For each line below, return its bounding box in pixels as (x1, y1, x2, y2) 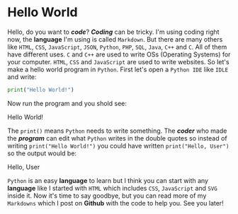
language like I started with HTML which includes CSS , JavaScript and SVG (7, 184, 218, 192)
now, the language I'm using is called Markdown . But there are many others (7, 35, 223, 43)
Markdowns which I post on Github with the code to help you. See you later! (7, 198, 225, 207)
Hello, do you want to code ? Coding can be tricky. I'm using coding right (7, 28, 220, 36)
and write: (7, 72, 37, 81)
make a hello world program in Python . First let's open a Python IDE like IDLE (7, 65, 229, 73)
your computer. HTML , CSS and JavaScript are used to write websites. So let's (7, 57, 229, 66)
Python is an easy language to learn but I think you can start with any (7, 176, 209, 184)
